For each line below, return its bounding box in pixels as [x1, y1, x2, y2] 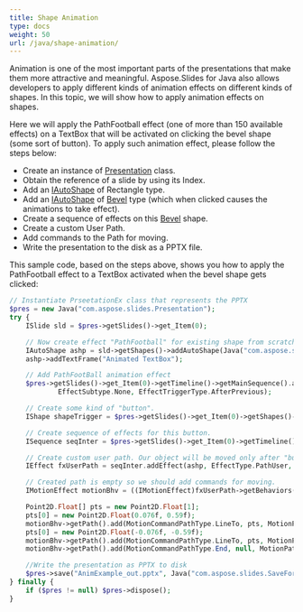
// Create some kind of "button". [25, 403, 155, 413]
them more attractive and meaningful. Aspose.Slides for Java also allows [9, 73, 280, 84]
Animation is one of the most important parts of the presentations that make [9, 63, 291, 74]
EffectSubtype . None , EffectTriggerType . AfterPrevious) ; [57, 387, 272, 397]
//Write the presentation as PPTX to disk [25, 561, 188, 570]
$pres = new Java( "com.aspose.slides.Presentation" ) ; [9, 304, 216, 314]
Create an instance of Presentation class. [22, 165, 176, 176]
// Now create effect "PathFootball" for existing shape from [25, 338, 264, 347]
